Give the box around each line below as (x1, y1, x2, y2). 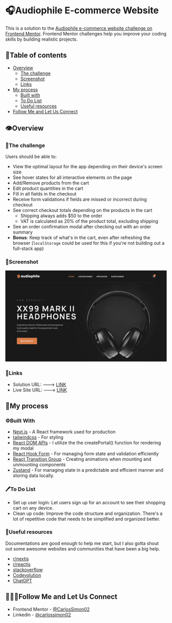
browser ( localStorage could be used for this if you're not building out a (12, 240, 165, 246)
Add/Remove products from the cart (12, 180, 90, 186)
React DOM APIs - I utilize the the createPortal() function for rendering (12, 440, 161, 446)
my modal (12, 445, 34, 451)
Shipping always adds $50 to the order (20, 212, 102, 219)
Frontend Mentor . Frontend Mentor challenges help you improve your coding (5, 30, 167, 37)
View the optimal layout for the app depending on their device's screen (12, 164, 163, 170)
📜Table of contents (5, 51, 67, 60)
